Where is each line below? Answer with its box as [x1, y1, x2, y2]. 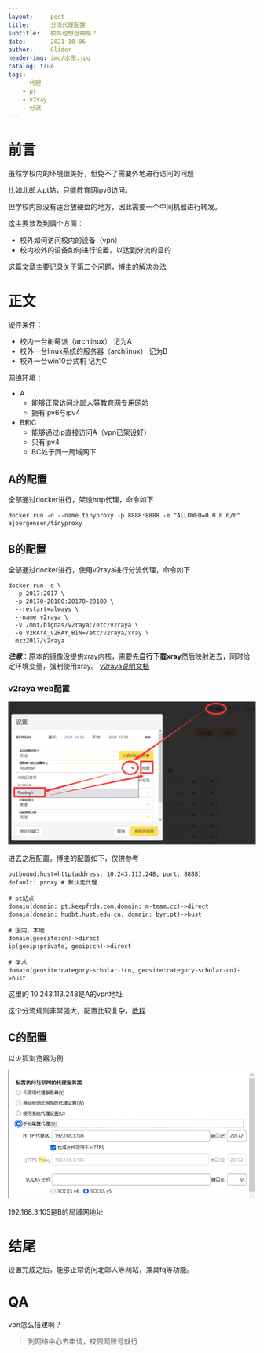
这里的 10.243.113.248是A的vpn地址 [8, 989, 123, 998]
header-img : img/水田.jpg [8, 54, 90, 62]
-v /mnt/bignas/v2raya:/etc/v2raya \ [15, 621, 139, 629]
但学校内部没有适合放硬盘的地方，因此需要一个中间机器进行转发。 [8, 202, 222, 211]
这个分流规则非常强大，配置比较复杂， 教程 [8, 1006, 146, 1015]
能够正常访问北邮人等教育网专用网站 [31, 398, 149, 408]
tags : [8, 71, 26, 79]
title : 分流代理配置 [8, 20, 86, 29]
